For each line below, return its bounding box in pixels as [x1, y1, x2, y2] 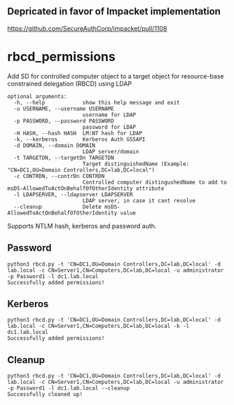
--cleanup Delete [13, 203, 102, 210]
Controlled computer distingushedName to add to [82, 179, 228, 186]
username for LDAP [82, 111, 137, 118]
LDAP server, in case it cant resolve [82, 197, 196, 204]
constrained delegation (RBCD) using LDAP [7, 79, 132, 88]
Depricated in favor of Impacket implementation [7, 6, 221, 18]
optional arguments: [7, 92, 68, 100]
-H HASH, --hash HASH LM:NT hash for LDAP [13, 130, 142, 137]
